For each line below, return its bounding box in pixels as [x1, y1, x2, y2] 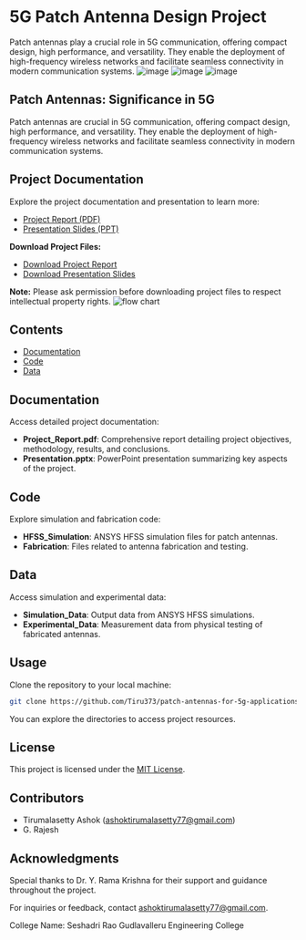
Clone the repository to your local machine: [9, 679, 172, 690]
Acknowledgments [9, 851, 120, 866]
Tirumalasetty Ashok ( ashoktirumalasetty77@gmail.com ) [22, 814, 236, 826]
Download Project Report [22, 258, 117, 270]
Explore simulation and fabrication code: [9, 513, 161, 524]
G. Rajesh [22, 824, 59, 835]
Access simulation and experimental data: [9, 591, 167, 603]
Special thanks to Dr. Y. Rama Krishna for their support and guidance [9, 874, 268, 885]
